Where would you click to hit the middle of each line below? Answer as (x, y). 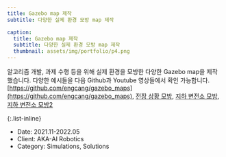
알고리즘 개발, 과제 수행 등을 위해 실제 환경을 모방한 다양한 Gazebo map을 (106, 72)
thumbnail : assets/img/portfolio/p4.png (72, 51)
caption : (20, 32)
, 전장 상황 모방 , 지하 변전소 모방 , (176, 96)
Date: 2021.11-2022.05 (48, 132)
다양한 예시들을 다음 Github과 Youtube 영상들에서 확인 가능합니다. (121, 80)
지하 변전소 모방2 (30, 105)
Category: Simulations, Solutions (63, 146)
